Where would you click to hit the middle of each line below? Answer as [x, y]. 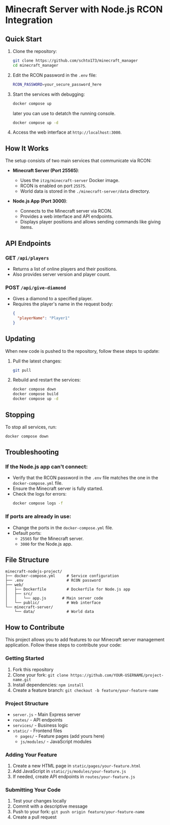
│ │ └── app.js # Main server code [54, 598]
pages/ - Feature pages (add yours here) [62, 736]
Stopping [20, 415]
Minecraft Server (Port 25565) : [46, 171]
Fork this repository [33, 669]
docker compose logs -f [38, 503]
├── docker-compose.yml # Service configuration [62, 576]
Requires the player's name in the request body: [63, 304]
